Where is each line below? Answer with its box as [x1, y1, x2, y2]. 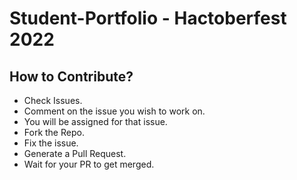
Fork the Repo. [23, 127, 85, 138]
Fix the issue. [23, 137, 79, 149]
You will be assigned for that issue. [23, 116, 168, 127]
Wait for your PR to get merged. [23, 158, 155, 170]
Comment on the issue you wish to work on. [23, 105, 206, 117]
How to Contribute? [9, 68, 134, 85]
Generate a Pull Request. [23, 148, 127, 159]
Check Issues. [23, 95, 83, 106]
